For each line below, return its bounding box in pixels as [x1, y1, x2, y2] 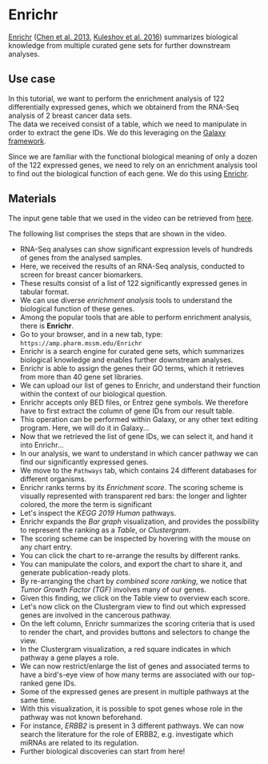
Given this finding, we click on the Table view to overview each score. [19, 593, 250, 602]
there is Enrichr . [19, 320, 74, 330]
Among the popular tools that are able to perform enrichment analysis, [19, 312, 252, 322]
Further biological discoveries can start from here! [19, 746, 186, 756]
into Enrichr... [19, 440, 64, 449]
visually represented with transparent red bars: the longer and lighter [19, 491, 247, 501]
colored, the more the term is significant [19, 499, 152, 509]
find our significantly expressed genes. [19, 456, 150, 466]
